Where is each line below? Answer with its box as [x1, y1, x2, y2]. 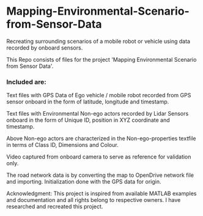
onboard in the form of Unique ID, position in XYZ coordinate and [6, 116, 170, 124]
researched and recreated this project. [6, 203, 103, 210]
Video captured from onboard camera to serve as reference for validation [6, 153, 191, 160]
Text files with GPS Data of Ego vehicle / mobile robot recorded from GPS [6, 92, 191, 99]
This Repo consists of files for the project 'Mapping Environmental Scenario [6, 56, 197, 63]
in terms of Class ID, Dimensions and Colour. [6, 141, 119, 149]
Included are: [6, 78, 47, 86]
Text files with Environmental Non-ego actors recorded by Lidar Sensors [6, 110, 189, 117]
